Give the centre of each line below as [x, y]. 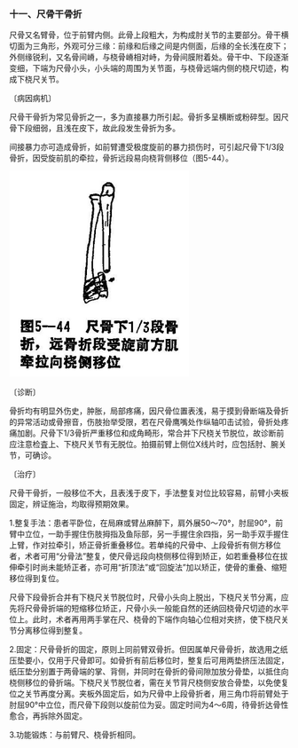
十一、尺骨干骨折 [46, 13]
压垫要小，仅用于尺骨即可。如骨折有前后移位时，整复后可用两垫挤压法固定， [149, 660]
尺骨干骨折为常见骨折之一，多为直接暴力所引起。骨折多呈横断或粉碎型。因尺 [149, 117]
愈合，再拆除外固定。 [48, 715]
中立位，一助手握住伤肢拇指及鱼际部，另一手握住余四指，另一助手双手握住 [153, 533]
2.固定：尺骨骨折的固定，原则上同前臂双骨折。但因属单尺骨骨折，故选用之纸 [149, 649]
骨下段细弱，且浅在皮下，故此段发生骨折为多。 [94, 128]
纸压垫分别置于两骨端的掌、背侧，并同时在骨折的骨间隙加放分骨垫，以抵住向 [149, 671]
